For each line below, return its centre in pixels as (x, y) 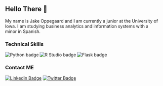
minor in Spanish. (23, 31)
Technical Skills (24, 44)
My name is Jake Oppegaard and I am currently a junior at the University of (81, 21)
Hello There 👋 (26, 9)
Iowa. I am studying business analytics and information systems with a (77, 26)
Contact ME (20, 68)
